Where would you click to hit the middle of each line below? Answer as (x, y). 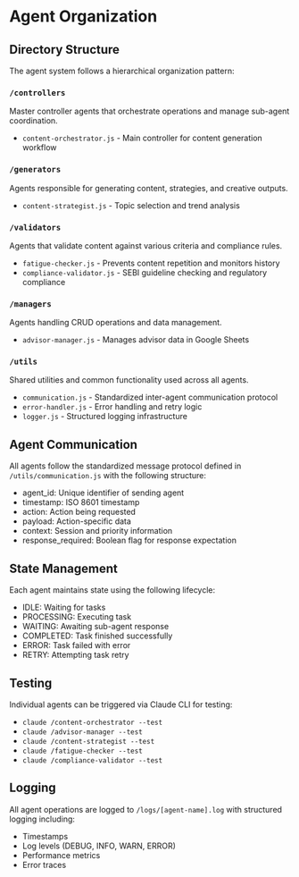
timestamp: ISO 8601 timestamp (81, 502)
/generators (35, 170)
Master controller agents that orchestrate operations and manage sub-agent (149, 111)
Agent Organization (83, 17)
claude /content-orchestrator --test (92, 722)
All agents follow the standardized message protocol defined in (125, 466)
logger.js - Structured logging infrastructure (104, 417)
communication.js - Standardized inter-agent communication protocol (150, 397)
